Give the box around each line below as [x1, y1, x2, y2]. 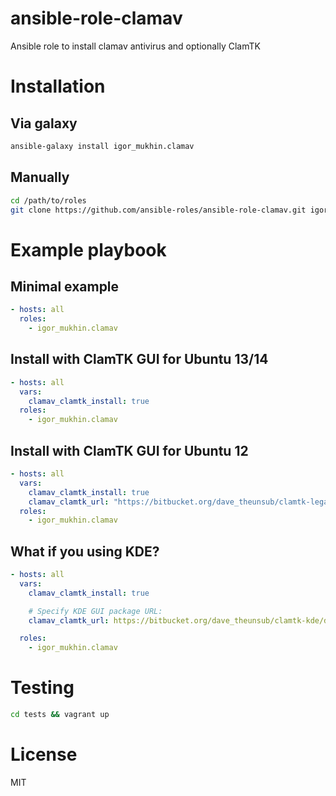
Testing [10, 677, 75, 699]
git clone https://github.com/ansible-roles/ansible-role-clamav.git [10, 205, 307, 215]
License [10, 743, 78, 766]
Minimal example [10, 278, 120, 295]
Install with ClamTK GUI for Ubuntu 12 [10, 442, 249, 459]
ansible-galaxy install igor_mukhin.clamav [10, 141, 195, 151]
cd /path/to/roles [10, 195, 87, 206]
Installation [10, 75, 106, 98]
